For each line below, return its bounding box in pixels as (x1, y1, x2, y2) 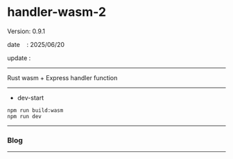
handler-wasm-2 (7, 4, 106, 20)
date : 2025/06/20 (7, 40, 64, 48)
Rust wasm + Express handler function (7, 73, 118, 82)
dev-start (17, 93, 44, 102)
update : (7, 53, 31, 62)
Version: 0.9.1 (7, 27, 46, 35)
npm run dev (7, 113, 42, 120)
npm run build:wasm (7, 106, 64, 114)
